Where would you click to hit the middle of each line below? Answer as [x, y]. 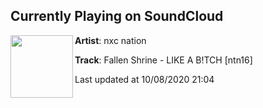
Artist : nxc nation [110, 40]
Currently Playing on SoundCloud [117, 16]
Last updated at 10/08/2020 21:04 [144, 79]
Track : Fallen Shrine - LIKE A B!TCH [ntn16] [163, 60]
